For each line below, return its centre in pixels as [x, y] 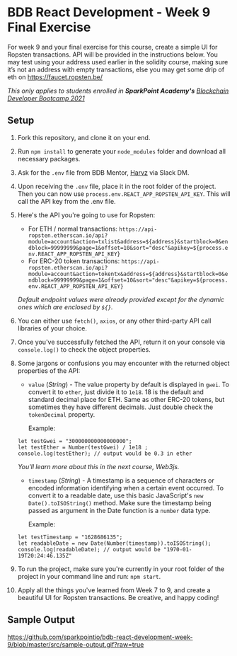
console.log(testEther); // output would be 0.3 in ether [105, 454]
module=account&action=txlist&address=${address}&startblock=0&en [128, 241]
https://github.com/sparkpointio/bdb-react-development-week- [100, 637]
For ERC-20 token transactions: [74, 261]
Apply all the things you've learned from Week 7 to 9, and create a [114, 590]
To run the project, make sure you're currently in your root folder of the [121, 569]
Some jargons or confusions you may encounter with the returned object [123, 363]
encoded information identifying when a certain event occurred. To [126, 488]
